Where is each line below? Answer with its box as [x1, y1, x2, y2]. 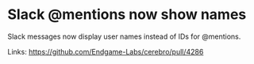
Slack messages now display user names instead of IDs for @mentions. [7, 32, 241, 41]
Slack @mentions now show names [7, 6, 247, 24]
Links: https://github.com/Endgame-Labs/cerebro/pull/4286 [7, 47, 204, 56]
